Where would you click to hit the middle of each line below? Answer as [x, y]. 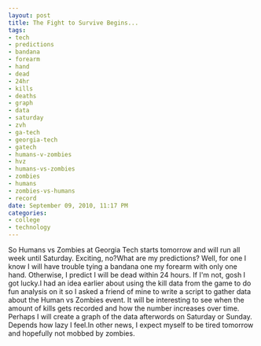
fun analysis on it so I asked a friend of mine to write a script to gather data [130, 291]
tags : [17, 30]
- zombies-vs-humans [42, 191]
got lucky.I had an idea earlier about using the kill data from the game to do [130, 283]
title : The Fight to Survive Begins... [74, 23]
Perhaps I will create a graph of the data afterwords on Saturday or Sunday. [130, 317]
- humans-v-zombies [40, 154]
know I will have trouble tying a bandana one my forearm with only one [123, 267]
